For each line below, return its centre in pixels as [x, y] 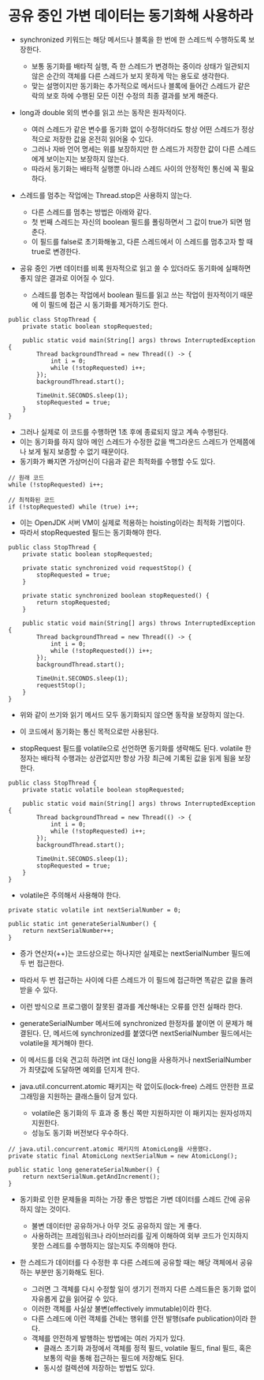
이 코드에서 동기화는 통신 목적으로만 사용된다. [89, 731]
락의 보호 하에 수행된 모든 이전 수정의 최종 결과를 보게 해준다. [125, 95]
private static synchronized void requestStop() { [107, 568]
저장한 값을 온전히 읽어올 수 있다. [103, 139]
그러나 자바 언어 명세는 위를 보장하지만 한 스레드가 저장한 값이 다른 [133, 149]
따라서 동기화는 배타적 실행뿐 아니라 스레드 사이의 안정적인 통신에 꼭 [136, 168]
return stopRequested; [74, 602]
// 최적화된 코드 [32, 500]
